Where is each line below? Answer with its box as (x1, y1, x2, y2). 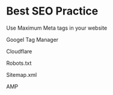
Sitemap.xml (6, 71, 37, 78)
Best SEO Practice (6, 4, 99, 18)
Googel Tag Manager (6, 36, 59, 43)
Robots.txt (6, 59, 32, 67)
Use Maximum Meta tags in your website (6, 24, 108, 31)
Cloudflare (6, 47, 32, 55)
